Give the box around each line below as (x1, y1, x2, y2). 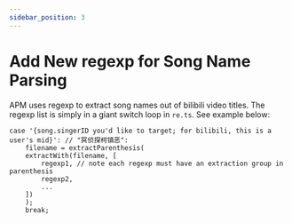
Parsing (9, 70, 67, 90)
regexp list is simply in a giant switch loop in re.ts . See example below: (9, 108, 271, 120)
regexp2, (41, 174, 74, 183)
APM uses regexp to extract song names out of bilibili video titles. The (9, 100, 265, 110)
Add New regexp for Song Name (9, 51, 251, 71)
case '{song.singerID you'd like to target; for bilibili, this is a (9, 126, 272, 135)
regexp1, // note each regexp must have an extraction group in (41, 159, 284, 168)
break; (25, 205, 50, 214)
